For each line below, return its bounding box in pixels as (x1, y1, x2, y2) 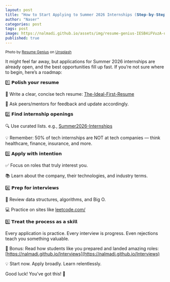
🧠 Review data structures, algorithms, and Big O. (5, 196, 106, 203)
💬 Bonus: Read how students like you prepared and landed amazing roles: (5, 245, 159, 251)
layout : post (5, 7, 33, 13)
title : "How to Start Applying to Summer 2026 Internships (5, 12, 133, 17)
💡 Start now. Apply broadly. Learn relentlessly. (5, 260, 102, 266)
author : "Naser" (5, 17, 39, 22)
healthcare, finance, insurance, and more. (5, 140, 93, 146)
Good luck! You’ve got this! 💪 (5, 270, 66, 276)
